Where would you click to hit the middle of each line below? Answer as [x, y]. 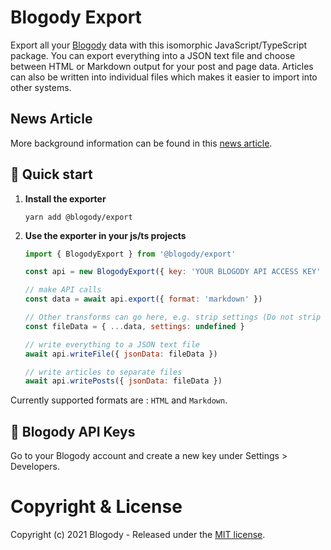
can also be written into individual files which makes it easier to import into [164, 77]
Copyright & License [96, 507]
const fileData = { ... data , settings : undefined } [134, 326]
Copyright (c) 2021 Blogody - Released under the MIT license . [138, 535]
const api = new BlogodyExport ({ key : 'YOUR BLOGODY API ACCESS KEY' [173, 272]
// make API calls [63, 290]
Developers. [35, 467]
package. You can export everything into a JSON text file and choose [153, 55]
